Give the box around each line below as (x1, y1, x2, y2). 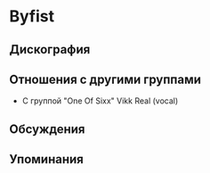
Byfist (9, 6, 55, 27)
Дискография (9, 42, 91, 57)
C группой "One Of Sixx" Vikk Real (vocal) (21, 95, 179, 106)
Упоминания (9, 152, 85, 167)
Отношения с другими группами (9, 71, 202, 86)
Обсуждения (9, 121, 85, 136)
